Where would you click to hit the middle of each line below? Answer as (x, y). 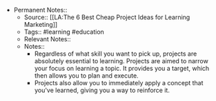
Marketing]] (41, 24)
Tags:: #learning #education (64, 32)
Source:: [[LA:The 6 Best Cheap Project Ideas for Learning (107, 17)
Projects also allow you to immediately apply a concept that (119, 83)
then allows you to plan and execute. (87, 76)
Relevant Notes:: (47, 39)
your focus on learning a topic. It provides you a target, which (122, 68)
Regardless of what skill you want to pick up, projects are (116, 54)
